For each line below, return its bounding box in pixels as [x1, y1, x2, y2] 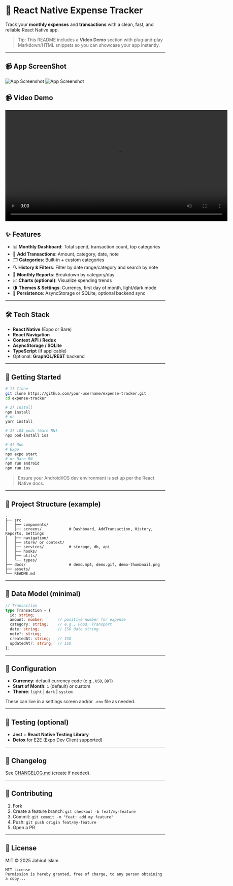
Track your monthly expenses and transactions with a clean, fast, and [5, 21, 154, 27]
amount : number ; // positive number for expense [10, 617, 126, 622]
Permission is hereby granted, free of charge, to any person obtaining [5, 871, 162, 877]
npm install [5, 409, 30, 415]
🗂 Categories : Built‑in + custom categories [12, 257, 105, 263]
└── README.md [5, 571, 36, 576]
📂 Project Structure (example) [5, 500, 101, 509]
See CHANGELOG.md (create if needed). [5, 770, 91, 776]
